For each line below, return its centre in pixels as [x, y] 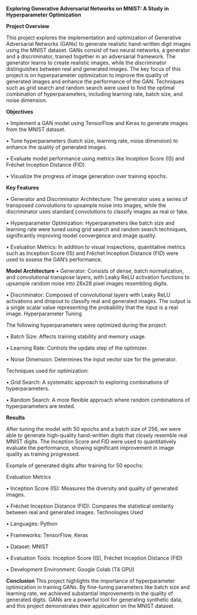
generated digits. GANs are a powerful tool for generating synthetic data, [94, 600]
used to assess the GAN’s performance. [54, 259]
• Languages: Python [32, 524]
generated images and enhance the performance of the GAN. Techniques [95, 81]
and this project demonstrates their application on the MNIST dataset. [91, 606]
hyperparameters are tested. [41, 406]
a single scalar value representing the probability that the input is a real [92, 307]
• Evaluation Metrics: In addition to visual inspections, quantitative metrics [96, 247]
